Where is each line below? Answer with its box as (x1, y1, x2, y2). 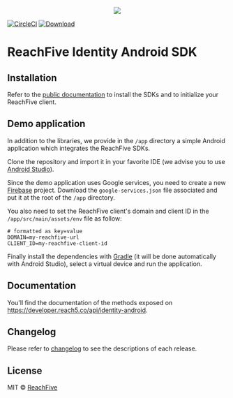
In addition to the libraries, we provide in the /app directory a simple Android (7, 136, 225, 145)
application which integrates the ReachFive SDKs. (7, 144, 151, 152)
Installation (7, 72, 57, 84)
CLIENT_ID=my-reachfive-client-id (7, 239, 108, 247)
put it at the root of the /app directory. (7, 193, 115, 202)
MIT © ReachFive (7, 383, 58, 392)
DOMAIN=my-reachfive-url (7, 234, 80, 241)
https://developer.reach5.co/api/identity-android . (7, 306, 148, 314)
